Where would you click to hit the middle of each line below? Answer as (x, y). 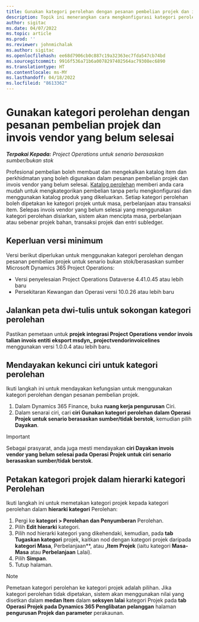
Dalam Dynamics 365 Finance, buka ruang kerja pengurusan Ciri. (95, 406)
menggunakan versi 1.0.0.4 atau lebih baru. (59, 347)
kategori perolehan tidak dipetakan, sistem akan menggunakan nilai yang (95, 594)
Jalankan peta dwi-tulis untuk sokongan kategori (99, 311)
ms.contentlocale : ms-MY (37, 72)
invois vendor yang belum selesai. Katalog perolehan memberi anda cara (95, 184)
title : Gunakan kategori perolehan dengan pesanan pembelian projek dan (98, 12)
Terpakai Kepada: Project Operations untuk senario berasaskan (85, 154)
